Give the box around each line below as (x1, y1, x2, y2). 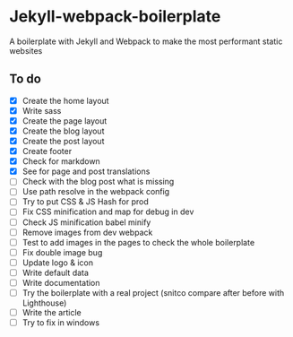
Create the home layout (22, 95, 109, 106)
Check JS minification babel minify (22, 217, 151, 228)
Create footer (22, 146, 73, 157)
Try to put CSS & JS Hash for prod (22, 196, 150, 207)
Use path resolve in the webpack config (22, 186, 170, 197)
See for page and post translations (22, 166, 151, 177)
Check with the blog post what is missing (22, 177, 175, 187)
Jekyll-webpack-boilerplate (9, 6, 221, 27)
